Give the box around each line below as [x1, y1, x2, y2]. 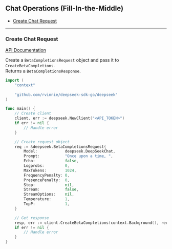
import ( [5, 78, 24, 83]
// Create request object [14, 139, 70, 144]
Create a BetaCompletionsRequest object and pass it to [5, 57, 119, 63]
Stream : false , [24, 187, 79, 192]
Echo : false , [24, 159, 79, 164]
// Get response [14, 215, 50, 220]
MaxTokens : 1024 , [24, 168, 77, 173]
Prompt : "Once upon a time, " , [24, 154, 114, 159]
